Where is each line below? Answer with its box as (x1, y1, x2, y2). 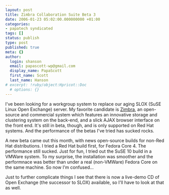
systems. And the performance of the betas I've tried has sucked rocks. (5, 127, 155, 134)
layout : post (5, 7, 33, 13)
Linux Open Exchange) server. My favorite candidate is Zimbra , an (5, 106, 143, 112)
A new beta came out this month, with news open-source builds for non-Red (5, 137, 164, 144)
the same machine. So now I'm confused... (5, 164, 94, 170)
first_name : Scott (10, 73, 49, 78)
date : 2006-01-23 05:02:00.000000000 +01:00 (5, 17, 100, 22)
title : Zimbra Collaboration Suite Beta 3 (5, 12, 96, 17)
